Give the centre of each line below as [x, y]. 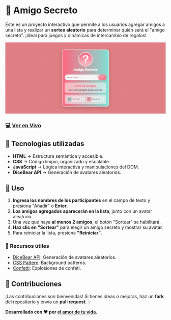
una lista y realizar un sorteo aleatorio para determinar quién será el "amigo [85, 30]
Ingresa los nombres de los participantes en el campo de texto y [81, 200]
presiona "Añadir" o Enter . [40, 206]
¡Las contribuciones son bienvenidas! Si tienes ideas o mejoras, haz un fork [84, 296]
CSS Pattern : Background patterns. [49, 263]
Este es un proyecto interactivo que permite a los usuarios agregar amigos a [85, 24]
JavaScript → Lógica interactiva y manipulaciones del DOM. [76, 167]
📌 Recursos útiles [27, 246]
